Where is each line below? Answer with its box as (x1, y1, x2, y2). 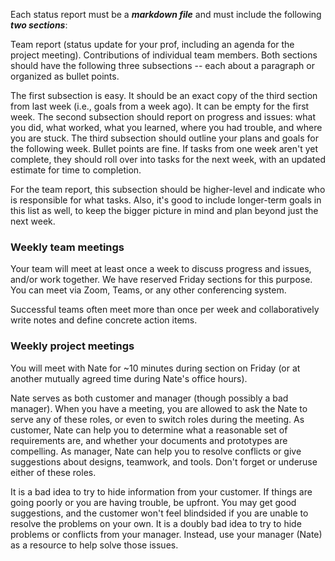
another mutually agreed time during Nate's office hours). (10, 372, 248, 384)
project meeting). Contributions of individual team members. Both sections (10, 49, 318, 61)
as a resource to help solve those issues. (10, 539, 179, 551)
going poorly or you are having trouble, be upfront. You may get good (10, 496, 297, 508)
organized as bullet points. (10, 70, 120, 82)
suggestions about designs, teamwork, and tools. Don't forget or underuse (10, 455, 318, 468)
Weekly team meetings (10, 240, 125, 254)
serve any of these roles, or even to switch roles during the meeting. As (10, 413, 305, 425)
